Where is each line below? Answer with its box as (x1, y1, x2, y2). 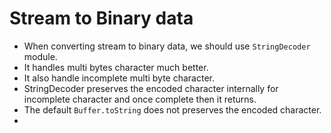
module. (23, 50, 58, 62)
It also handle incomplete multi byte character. (23, 72, 215, 84)
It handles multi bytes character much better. (23, 61, 209, 73)
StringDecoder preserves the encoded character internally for (23, 82, 279, 94)
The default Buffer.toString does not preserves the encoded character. (23, 103, 322, 116)
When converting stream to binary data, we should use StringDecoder (23, 40, 311, 52)
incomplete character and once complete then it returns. (23, 93, 257, 105)
